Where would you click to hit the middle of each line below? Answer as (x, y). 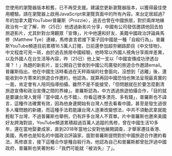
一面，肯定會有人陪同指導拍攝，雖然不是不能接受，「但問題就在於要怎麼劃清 (85, 84)
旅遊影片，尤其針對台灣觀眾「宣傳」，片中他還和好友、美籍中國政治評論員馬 (85, 33)
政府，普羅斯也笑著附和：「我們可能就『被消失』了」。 (61, 148)
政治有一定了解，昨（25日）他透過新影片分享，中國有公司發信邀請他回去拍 (84, 27)
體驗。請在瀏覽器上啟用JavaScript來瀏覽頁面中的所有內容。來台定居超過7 (87, 14)
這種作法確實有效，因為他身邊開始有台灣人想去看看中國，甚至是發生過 (88, 103)
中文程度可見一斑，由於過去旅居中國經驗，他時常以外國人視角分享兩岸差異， (86, 52)
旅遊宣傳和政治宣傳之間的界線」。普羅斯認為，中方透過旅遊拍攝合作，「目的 (84, 91)
